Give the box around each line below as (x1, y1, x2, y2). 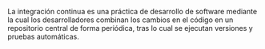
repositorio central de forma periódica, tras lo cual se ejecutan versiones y (7, 24, 253, 32)
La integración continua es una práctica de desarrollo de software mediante (7, 7, 258, 16)
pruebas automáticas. (7, 32, 79, 41)
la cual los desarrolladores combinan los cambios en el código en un (7, 15, 234, 24)
